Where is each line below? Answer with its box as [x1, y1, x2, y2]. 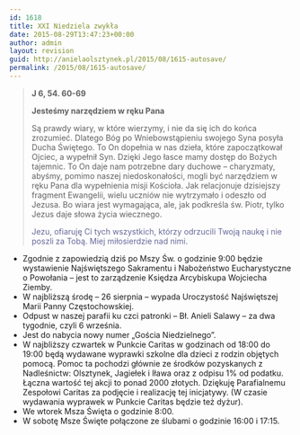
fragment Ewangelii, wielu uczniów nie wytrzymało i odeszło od [31, 190, 267, 200]
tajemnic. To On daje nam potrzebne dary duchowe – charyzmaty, [31, 161, 276, 172]
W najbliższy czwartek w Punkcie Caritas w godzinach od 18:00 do [22, 339, 271, 350]
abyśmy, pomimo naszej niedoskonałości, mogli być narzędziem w [31, 170, 278, 181]
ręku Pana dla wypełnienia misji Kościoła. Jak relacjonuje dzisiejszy [31, 180, 281, 191]
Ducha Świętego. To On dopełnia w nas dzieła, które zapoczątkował [31, 141, 283, 153]
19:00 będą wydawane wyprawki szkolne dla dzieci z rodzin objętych [22, 348, 279, 360]
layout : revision [9, 47, 75, 56]
